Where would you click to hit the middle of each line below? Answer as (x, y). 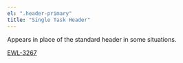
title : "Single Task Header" (49, 20)
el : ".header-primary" (40, 13)
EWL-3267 (22, 53)
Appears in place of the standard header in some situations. (92, 39)
